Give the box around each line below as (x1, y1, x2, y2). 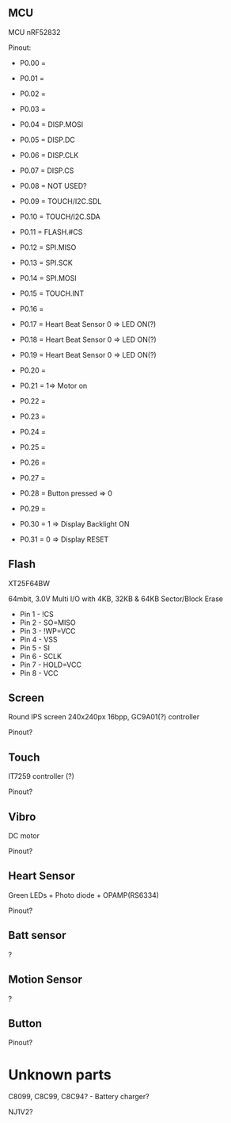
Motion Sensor (8, 973, 83, 987)
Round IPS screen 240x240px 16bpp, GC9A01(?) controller (8, 712, 200, 722)
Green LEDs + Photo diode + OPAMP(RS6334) (8, 890, 160, 899)
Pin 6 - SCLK (19, 651, 62, 661)
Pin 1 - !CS (19, 609, 54, 619)
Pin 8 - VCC (19, 668, 59, 677)
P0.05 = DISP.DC (19, 135, 75, 144)
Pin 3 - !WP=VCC (19, 626, 77, 635)
